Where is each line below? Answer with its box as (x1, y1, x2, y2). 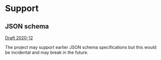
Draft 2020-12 (5, 35, 33, 41)
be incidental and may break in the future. (5, 49, 89, 55)
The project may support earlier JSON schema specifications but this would (5, 45, 157, 50)
